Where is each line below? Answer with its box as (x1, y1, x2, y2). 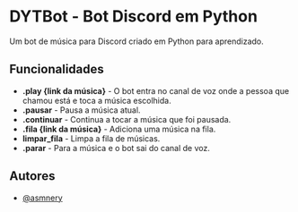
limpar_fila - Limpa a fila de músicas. (22, 132, 161, 144)
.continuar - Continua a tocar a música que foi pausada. (22, 114, 232, 124)
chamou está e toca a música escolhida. (22, 95, 172, 106)
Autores (9, 168, 56, 184)
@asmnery (22, 192, 63, 203)
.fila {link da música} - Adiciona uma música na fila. (22, 123, 216, 134)
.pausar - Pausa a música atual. (22, 105, 141, 115)
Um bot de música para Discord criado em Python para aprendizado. (9, 36, 264, 47)
